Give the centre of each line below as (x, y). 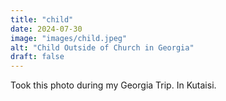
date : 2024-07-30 (46, 29)
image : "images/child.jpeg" (69, 38)
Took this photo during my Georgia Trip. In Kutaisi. (113, 85)
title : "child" (42, 19)
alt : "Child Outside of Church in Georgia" (102, 47)
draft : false (37, 57)
